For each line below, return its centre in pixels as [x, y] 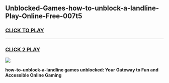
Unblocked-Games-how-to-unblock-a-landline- [82, 8]
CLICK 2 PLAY [23, 49]
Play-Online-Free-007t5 [44, 16]
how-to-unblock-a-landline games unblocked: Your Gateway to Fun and [82, 69]
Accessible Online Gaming [33, 75]
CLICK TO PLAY [25, 31]
